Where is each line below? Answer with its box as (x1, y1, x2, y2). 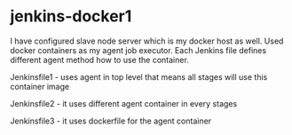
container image (10, 81, 70, 91)
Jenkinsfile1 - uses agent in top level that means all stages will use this (10, 71, 268, 82)
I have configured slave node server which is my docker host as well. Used (10, 36, 284, 46)
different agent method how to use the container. (10, 54, 189, 65)
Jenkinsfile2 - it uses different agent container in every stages (10, 98, 238, 108)
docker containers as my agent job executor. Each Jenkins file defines (10, 44, 267, 55)
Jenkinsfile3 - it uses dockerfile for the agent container (10, 115, 212, 126)
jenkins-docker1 (10, 6, 132, 27)
